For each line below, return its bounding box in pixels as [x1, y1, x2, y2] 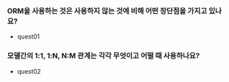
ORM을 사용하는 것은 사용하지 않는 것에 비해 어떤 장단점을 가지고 [7, 6, 208, 15]
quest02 [17, 67, 41, 75]
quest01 [17, 32, 40, 41]
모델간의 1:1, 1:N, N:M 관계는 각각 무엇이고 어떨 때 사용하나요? [7, 51, 200, 61]
